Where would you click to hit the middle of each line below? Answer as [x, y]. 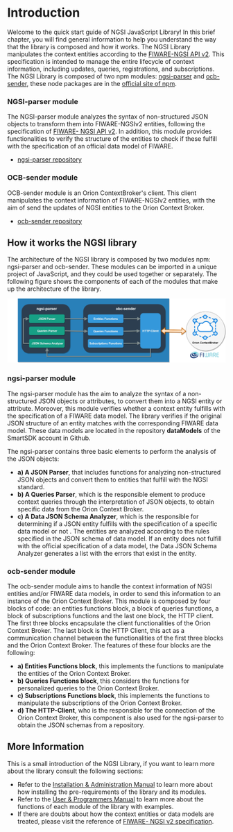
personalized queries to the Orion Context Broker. [88, 688]
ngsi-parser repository [49, 160]
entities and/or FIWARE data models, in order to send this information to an [114, 594]
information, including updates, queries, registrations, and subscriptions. [111, 69]
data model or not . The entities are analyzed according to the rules [113, 531]
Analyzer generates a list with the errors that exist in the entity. [106, 553]
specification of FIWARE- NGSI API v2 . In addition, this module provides [110, 131]
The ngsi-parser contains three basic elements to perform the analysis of [112, 451]
